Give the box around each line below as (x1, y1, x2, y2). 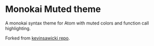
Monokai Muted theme (5, 3, 101, 15)
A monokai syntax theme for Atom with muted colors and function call (5, 20, 149, 26)
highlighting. (5, 25, 31, 31)
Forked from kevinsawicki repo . (5, 35, 70, 41)
